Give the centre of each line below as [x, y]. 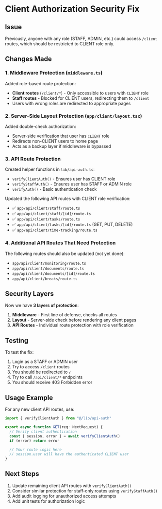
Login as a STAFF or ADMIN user [45, 362]
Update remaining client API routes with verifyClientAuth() [72, 486]
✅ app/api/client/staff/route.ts [46, 208]
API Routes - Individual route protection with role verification [73, 325]
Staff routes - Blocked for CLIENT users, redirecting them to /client [81, 98]
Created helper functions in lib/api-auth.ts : [50, 169]
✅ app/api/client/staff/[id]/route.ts [51, 214]
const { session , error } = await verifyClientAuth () [65, 436]
